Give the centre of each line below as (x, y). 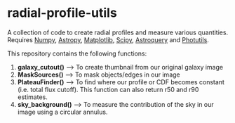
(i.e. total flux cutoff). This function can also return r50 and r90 (108, 89)
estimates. (32, 97)
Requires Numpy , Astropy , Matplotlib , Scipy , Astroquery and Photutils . (108, 39)
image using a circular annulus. (62, 112)
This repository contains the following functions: (77, 53)
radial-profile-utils (62, 13)
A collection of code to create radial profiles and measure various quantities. (118, 32)
